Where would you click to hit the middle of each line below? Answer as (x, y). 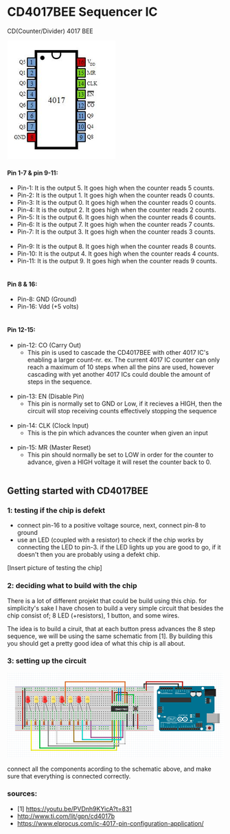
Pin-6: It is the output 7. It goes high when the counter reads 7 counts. (116, 225)
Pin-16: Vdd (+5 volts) (48, 307)
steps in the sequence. (60, 382)
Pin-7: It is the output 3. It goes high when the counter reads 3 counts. (116, 232)
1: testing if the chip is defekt (56, 510)
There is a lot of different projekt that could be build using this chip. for (107, 601)
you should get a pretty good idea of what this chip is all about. (96, 643)
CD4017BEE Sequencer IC (82, 12)
